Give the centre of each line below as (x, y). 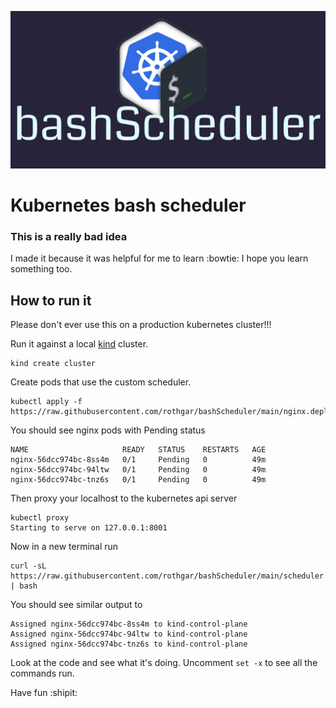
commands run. (42, 673)
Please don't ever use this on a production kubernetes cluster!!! (141, 325)
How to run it (51, 300)
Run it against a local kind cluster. (79, 344)
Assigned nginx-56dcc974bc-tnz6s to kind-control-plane (129, 644)
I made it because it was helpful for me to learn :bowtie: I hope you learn (159, 258)
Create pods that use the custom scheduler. (101, 382)
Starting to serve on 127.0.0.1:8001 (89, 528)
